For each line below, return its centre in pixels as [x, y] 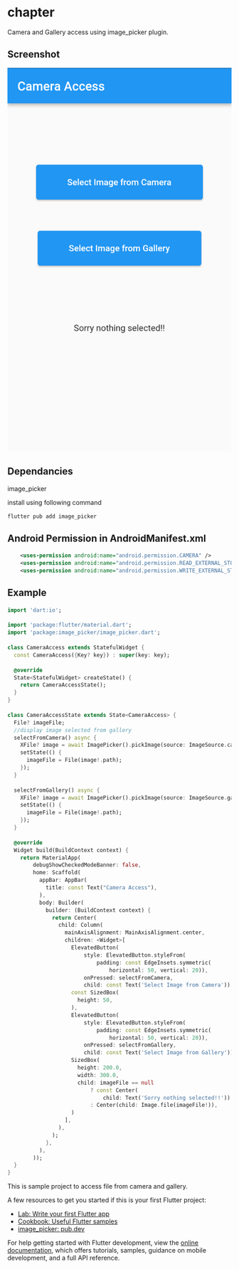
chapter [31, 12]
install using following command [54, 502]
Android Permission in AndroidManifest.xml [107, 538]
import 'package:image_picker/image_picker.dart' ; [84, 633]
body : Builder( [61, 903]
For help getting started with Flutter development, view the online [103, 1243]
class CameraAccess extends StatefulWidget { [76, 648]
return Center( [75, 918]
